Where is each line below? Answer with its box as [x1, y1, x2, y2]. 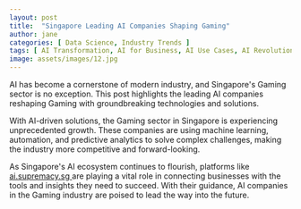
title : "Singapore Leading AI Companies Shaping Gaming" [9, 21, 230, 30]
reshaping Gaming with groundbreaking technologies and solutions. [9, 98, 260, 108]
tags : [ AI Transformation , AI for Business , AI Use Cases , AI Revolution [9, 46, 295, 55]
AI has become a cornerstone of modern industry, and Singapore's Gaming [9, 79, 287, 89]
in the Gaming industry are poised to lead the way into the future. [9, 189, 250, 200]
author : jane [9, 29, 58, 38]
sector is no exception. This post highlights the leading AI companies [9, 88, 264, 99]
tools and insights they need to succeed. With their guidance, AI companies [9, 180, 288, 190]
